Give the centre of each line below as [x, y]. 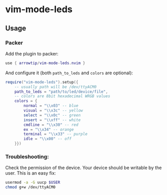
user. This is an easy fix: [31, 173]
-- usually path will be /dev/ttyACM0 [55, 87]
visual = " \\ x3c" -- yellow [53, 110]
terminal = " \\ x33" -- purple [55, 134]
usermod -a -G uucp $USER [33, 183]
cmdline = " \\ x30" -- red [51, 125]
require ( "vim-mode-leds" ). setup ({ [42, 82]
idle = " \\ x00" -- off [48, 139]
